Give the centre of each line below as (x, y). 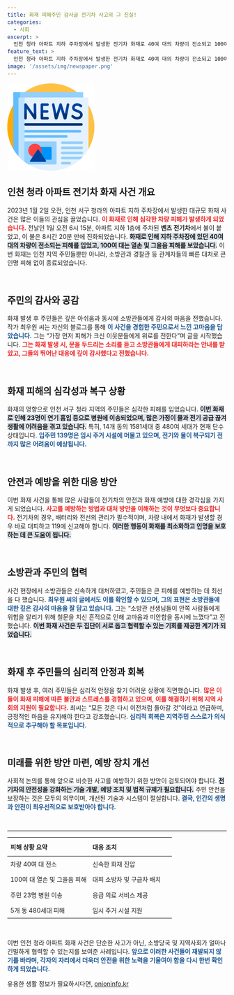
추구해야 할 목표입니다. (56, 725)
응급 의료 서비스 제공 (120, 895)
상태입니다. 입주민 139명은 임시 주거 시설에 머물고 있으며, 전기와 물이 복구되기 (111, 435)
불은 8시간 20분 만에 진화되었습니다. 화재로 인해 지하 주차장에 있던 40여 (126, 236)
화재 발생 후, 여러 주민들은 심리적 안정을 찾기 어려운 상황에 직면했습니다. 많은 (111, 690)
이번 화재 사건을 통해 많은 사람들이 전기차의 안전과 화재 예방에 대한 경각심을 (109, 500)
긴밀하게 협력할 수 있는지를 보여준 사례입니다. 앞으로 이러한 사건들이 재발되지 (111, 952)
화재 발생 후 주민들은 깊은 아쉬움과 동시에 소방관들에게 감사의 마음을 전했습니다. (115, 319)
